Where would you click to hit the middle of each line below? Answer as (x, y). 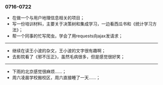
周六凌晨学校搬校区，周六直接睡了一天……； (56, 78)
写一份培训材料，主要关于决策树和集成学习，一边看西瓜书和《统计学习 (82, 24)
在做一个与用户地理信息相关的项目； (48, 18)
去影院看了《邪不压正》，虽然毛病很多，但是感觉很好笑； (68, 57)
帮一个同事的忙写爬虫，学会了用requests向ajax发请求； (67, 36)
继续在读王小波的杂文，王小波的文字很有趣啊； (59, 51)
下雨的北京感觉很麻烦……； (39, 71)
